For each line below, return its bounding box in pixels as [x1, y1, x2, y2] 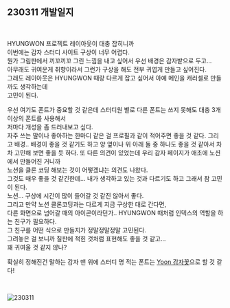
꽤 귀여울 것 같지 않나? [7, 243, 67, 251]
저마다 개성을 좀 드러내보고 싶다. [7, 122, 94, 131]
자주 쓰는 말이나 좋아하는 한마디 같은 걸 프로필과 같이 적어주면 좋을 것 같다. [7, 131, 207, 140]
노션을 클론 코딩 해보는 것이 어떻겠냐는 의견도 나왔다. [7, 166, 148, 174]
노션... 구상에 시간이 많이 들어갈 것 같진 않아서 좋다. [7, 191, 144, 199]
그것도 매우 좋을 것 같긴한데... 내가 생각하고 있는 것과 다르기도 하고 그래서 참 [7, 174, 210, 182]
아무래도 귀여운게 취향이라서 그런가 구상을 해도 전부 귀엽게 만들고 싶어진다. [7, 65, 207, 74]
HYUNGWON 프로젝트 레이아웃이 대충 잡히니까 [7, 39, 135, 47]
